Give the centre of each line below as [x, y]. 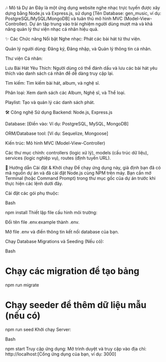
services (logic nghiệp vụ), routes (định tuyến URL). [58, 158]
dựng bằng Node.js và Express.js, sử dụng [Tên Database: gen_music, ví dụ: [83, 13]
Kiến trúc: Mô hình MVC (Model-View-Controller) [55, 143]
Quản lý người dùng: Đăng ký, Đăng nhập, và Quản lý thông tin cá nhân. [79, 49]
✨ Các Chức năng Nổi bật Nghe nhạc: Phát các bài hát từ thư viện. [73, 39]
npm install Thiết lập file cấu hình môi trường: [51, 212]
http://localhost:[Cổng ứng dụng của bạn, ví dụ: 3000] [61, 354]
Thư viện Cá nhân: [24, 58]
